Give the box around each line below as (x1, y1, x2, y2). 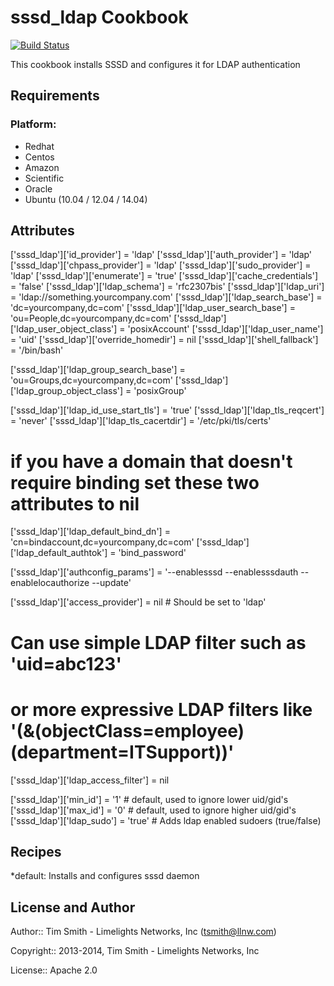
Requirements (10, 87, 100, 105)
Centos (24, 151, 55, 163)
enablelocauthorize (10, 577, 90, 589)
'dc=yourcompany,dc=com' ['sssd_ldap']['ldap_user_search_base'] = (10, 302, 296, 314)
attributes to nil (10, 492, 140, 515)
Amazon (24, 161, 60, 173)
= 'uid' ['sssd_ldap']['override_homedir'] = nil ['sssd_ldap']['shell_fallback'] (10, 334, 319, 346)
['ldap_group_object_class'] (10, 385, 124, 397)
